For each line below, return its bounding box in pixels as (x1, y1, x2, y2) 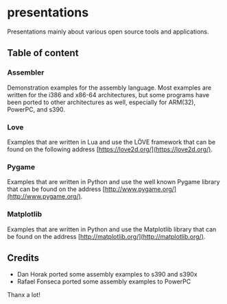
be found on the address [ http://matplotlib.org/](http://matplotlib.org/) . (7, 232, 206, 240)
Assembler (7, 68, 45, 77)
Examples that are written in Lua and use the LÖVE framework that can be (7, 138, 216, 146)
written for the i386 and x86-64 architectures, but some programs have (7, 90, 210, 99)
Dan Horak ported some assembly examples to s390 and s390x (16, 270, 198, 279)
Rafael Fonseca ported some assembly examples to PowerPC (16, 277, 191, 286)
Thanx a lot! (7, 291, 41, 299)
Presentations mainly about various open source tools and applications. (7, 27, 209, 36)
